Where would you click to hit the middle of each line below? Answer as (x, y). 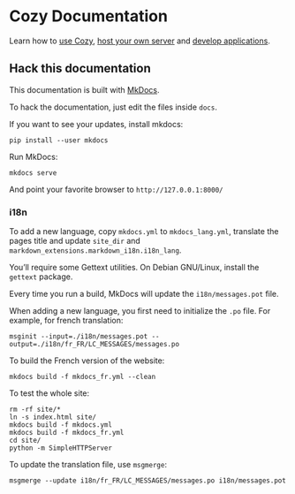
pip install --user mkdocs (59, 140)
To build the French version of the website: (87, 361)
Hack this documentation (80, 68)
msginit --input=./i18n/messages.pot (79, 337)
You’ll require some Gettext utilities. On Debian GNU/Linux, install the (134, 268)
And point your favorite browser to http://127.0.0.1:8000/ (116, 189)
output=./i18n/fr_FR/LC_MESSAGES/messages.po (94, 345)
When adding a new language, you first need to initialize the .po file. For (140, 311)
